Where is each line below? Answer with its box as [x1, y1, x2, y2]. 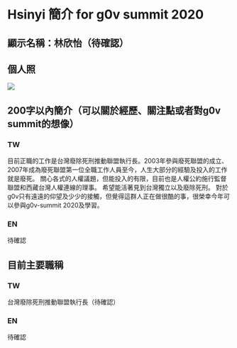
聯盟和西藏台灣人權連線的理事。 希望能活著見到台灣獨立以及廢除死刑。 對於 [7, 183, 228, 192]
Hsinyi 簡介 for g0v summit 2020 [7, 6, 204, 23]
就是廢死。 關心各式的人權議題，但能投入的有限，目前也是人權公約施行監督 [7, 175, 227, 183]
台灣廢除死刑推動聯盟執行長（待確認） [7, 298, 119, 306]
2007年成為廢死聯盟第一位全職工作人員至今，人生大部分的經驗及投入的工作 [7, 165, 228, 174]
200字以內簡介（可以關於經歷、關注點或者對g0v [7, 104, 221, 116]
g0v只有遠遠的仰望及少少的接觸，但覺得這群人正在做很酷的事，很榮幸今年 [7, 192, 224, 201]
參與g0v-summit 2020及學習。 [13, 201, 104, 210]
